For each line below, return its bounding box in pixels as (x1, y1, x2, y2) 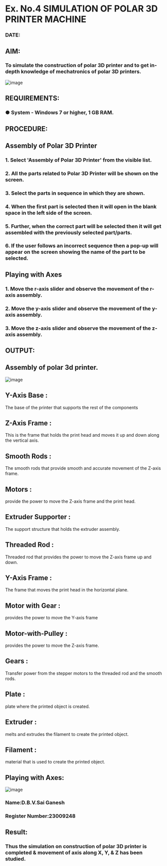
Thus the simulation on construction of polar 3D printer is (5, 843, 147, 850)
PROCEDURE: (5, 125, 48, 133)
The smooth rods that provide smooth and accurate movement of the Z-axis (5, 465, 161, 471)
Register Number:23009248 (5, 812, 76, 819)
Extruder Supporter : (5, 513, 71, 521)
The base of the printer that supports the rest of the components (5, 404, 138, 410)
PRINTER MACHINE (5, 14, 87, 25)
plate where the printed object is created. (5, 703, 90, 709)
